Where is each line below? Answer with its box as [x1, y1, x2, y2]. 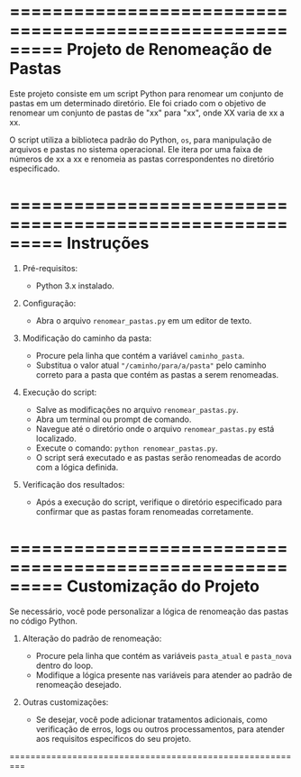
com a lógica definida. [35, 462, 119, 472]
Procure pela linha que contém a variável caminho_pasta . [35, 350, 245, 361]
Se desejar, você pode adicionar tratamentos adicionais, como [35, 714, 268, 725]
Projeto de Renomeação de [66, 40, 272, 59]
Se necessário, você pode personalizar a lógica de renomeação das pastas [9, 606, 289, 617]
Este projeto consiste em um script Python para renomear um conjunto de [9, 87, 284, 99]
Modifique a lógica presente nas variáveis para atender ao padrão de [35, 669, 293, 681]
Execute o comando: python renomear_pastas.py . [35, 443, 218, 453]
